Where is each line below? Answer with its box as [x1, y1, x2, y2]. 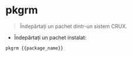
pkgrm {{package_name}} [5, 45, 64, 51]
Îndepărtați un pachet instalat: [13, 34, 87, 41]
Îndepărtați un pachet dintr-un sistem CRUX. [19, 23, 127, 30]
